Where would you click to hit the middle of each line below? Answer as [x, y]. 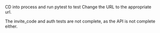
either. [11, 26]
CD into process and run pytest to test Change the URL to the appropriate [78, 7]
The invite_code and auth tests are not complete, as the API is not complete [80, 21]
